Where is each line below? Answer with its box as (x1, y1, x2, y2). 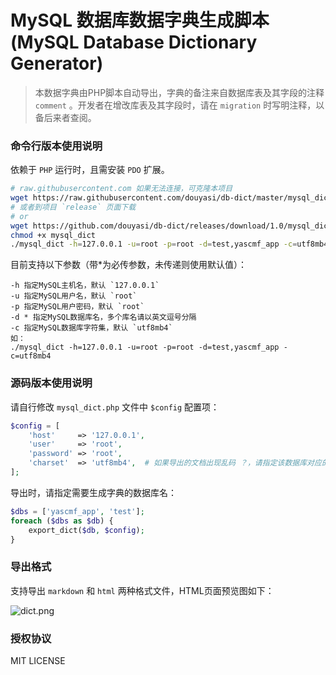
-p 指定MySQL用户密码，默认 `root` (10, 302, 145, 312)
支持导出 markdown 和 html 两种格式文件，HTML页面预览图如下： (10, 584, 275, 596)
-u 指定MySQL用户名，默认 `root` (10, 291, 138, 301)
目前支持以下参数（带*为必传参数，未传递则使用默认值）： (10, 259, 248, 271)
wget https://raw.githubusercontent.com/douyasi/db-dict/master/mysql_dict (10, 193, 333, 203)
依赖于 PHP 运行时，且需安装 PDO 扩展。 (10, 164, 170, 176)
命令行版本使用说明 (10, 139, 103, 153)
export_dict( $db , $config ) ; (28, 525, 145, 535)
